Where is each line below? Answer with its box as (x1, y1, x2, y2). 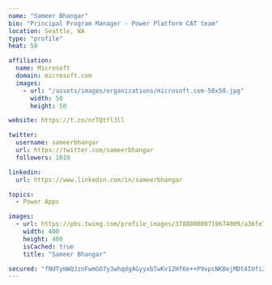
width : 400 (23, 228, 60, 236)
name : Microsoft (15, 64, 70, 73)
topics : (8, 190, 35, 198)
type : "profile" (8, 34, 63, 43)
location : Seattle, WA (8, 27, 85, 35)
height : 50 (29, 102, 67, 110)
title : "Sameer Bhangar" (23, 250, 107, 258)
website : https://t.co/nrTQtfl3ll (8, 117, 125, 125)
